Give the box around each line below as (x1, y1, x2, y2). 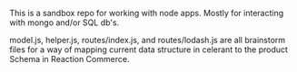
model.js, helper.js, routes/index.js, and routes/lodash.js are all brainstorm (9, 35, 286, 45)
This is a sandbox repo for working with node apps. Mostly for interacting (9, 8, 284, 18)
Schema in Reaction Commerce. (9, 54, 130, 64)
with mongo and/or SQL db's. (9, 17, 120, 28)
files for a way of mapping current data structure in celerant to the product (9, 44, 289, 55)
